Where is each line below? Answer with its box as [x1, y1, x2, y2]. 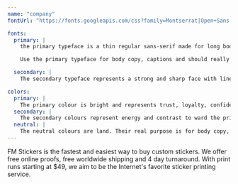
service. [7, 170, 31, 178]
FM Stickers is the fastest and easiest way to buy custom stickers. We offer [7, 147, 227, 156]
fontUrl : [7, 17, 33, 24]
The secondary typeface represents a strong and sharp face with [20, 75, 217, 82]
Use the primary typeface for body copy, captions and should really [20, 56, 230, 63]
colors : [7, 88, 30, 95]
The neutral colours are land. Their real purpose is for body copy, [20, 128, 230, 135]
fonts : [7, 30, 27, 37]
